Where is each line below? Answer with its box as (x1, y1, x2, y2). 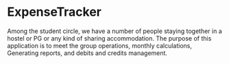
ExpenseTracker (7, 4, 101, 20)
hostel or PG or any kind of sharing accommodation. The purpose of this (7, 34, 212, 42)
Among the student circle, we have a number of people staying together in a (7, 27, 223, 35)
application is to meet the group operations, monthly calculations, (7, 41, 193, 50)
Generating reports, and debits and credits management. (7, 49, 168, 57)
